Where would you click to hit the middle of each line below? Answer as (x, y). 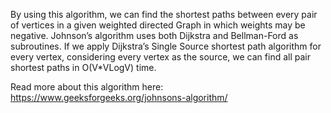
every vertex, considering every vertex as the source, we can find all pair (160, 57)
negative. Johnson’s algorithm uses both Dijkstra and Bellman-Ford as (154, 35)
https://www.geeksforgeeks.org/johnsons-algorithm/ (119, 97)
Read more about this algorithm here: (87, 87)
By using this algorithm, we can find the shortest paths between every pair (164, 14)
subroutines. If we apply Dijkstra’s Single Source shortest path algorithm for (166, 46)
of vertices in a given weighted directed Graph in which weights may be (158, 25)
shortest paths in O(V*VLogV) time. (83, 67)
